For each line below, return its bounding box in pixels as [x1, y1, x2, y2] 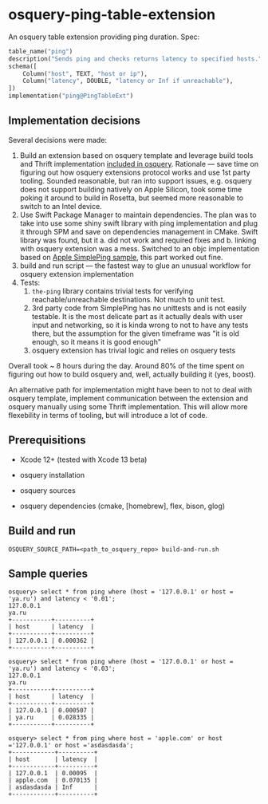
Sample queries [8, 566, 88, 580]
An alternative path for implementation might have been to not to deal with [8, 384, 253, 394]
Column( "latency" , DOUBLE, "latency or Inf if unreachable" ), [22, 77, 234, 85]
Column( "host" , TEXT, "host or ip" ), [22, 69, 148, 77]
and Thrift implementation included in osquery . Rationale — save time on [19, 159, 259, 168]
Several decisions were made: [8, 135, 108, 144]
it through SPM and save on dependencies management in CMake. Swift [19, 227, 258, 236]
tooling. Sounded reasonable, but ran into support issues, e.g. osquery [19, 175, 253, 185]
